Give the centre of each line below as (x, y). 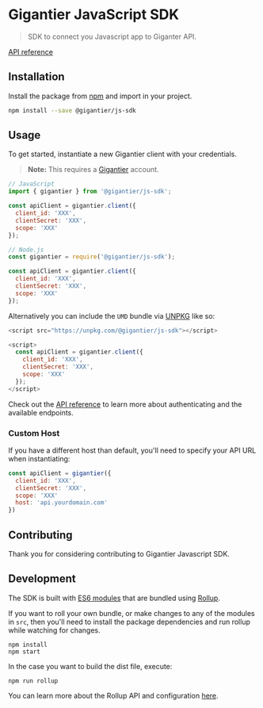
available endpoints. (41, 412)
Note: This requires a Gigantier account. (93, 170)
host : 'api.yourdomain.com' (62, 503)
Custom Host (34, 433)
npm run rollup (33, 681)
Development (42, 579)
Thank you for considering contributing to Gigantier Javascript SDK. (119, 554)
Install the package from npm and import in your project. (100, 96)
